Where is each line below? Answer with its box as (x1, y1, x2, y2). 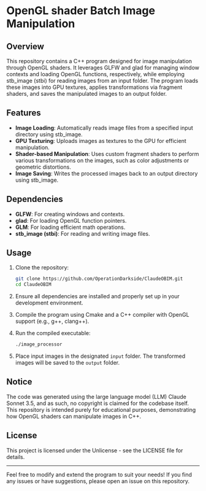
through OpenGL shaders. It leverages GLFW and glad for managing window (6, 64, 200, 71)
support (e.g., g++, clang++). (15, 317, 90, 325)
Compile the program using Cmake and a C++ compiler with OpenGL (15, 311, 189, 319)
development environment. (15, 299, 84, 307)
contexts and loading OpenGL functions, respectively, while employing (6, 71, 185, 77)
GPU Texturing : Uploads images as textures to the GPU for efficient (15, 137, 187, 144)
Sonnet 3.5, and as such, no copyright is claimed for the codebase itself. (6, 400, 189, 407)
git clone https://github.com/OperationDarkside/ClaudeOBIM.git (15, 276, 183, 282)
